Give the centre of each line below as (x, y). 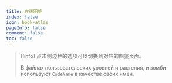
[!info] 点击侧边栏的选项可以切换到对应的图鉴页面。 (82, 56)
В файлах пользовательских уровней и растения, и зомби (93, 68)
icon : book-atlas (27, 22)
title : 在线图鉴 (24, 11)
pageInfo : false (26, 28)
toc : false (19, 39)
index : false (22, 17)
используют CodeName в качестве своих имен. (77, 74)
